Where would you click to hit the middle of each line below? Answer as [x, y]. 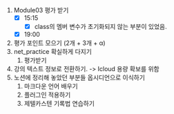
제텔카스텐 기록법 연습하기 [59, 104]
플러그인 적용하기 [47, 95]
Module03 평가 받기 [41, 10]
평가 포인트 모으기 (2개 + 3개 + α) [59, 43]
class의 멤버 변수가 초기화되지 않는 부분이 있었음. [100, 27]
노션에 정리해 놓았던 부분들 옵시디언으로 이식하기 [79, 77]
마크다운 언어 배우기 [51, 86]
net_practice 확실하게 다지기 [52, 52]
